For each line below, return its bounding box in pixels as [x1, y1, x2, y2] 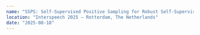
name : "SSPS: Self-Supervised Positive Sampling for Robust [6, 8, 159, 15]
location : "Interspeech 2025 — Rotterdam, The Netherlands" [6, 14, 159, 20]
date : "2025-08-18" [6, 20, 55, 26]
